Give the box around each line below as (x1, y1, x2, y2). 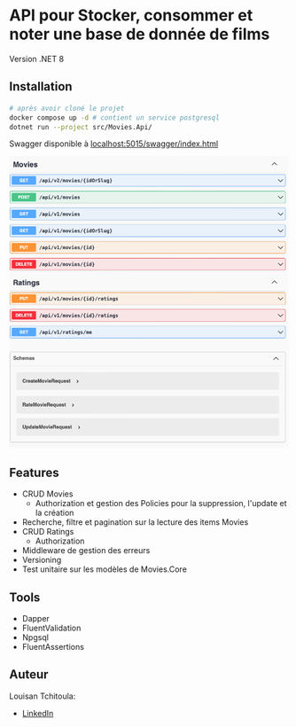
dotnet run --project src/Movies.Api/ (9, 122, 152, 131)
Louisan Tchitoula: (9, 691, 76, 701)
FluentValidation (21, 622, 82, 633)
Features (9, 465, 59, 480)
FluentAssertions (21, 641, 84, 652)
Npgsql (21, 631, 49, 643)
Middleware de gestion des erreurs (21, 545, 151, 556)
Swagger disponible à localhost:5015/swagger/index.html (9, 138, 219, 149)
